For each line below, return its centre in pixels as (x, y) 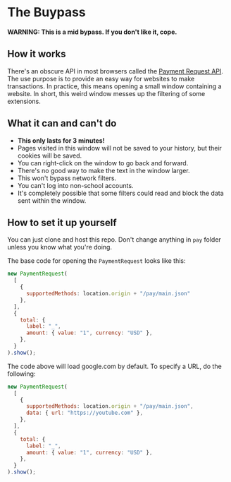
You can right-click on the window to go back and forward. (103, 163)
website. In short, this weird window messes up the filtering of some (106, 93)
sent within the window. (52, 200)
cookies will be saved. (50, 155)
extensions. (24, 101)
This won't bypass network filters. (67, 178)
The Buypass (46, 12)
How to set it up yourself (62, 222)
